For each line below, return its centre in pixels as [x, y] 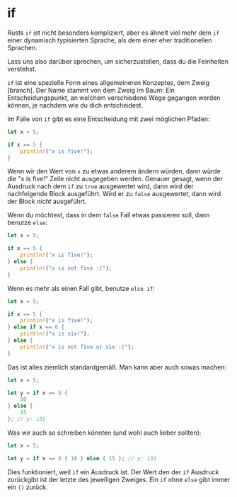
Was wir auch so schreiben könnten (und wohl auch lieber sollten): [104, 433]
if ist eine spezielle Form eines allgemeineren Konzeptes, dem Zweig [109, 82]
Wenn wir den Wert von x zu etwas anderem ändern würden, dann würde [114, 171]
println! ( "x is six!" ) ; [55, 334]
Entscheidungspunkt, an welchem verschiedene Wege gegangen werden [114, 98]
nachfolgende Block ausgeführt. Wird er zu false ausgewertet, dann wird [114, 194]
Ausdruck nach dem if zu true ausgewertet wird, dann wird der [100, 186]
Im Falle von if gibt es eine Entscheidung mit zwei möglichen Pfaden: [109, 119]
